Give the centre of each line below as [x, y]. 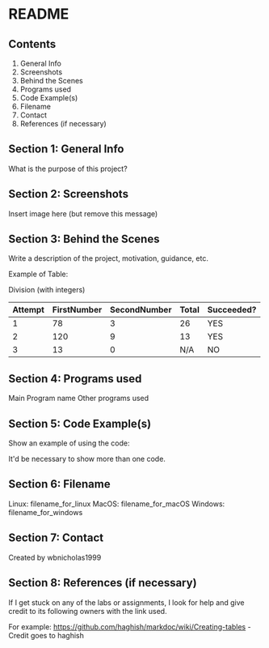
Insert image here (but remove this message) [83, 213]
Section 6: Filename [59, 484]
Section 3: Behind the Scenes [84, 239]
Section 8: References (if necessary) [103, 583]
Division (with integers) [47, 290]
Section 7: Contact [56, 538]
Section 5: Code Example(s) [80, 423]
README [39, 14]
